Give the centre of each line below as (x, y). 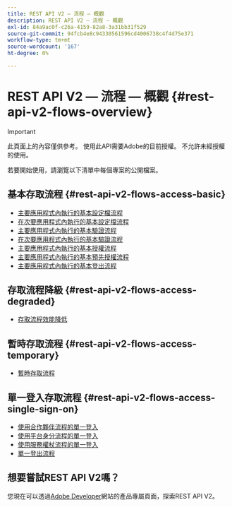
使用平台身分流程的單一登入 (58, 436)
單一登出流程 (36, 453)
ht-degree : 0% (28, 54)
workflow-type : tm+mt (39, 40)
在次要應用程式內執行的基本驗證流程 (70, 239)
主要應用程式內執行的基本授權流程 (67, 248)
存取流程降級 (35, 290)
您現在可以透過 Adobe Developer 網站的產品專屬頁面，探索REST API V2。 (113, 496)
